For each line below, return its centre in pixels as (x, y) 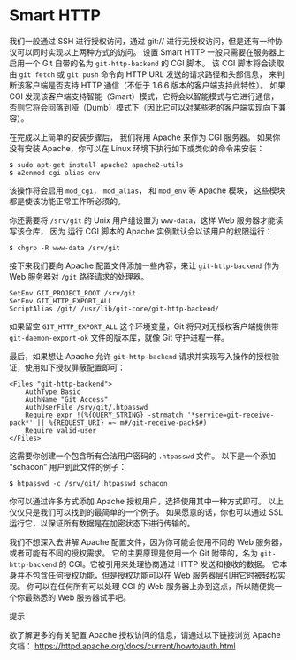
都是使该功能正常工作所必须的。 (67, 201)
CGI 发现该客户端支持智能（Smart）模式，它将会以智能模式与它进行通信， (144, 96)
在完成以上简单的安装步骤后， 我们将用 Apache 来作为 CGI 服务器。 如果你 (145, 137)
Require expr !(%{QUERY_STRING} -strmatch (104, 415)
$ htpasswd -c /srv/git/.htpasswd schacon (88, 483)
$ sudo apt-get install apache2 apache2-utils (96, 165)
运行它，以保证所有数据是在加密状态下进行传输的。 (102, 523)
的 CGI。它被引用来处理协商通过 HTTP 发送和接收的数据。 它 (169, 564)
